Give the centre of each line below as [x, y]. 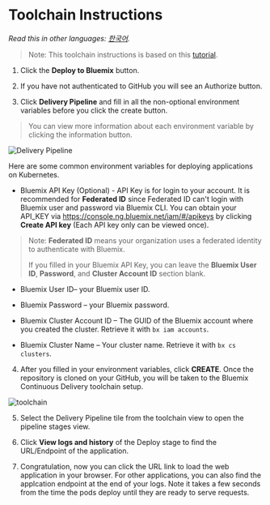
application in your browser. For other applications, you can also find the [140, 475]
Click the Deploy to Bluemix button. [80, 70]
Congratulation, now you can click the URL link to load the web [124, 466]
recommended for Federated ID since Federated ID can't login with [132, 199]
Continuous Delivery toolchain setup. [82, 386]
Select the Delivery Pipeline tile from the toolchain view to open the [132, 417]
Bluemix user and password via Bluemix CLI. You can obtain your [128, 208]
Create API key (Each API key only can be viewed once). [114, 225]
